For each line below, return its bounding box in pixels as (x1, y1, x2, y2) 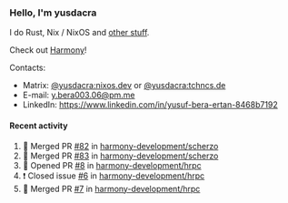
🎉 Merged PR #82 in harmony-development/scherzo (22, 140, 219, 151)
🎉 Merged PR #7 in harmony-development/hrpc (22, 183, 201, 194)
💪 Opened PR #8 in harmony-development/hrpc (22, 159, 202, 170)
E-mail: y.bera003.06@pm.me (22, 89, 135, 101)
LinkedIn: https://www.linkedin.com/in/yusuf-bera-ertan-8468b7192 (22, 99, 279, 110)
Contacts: (9, 62, 46, 74)
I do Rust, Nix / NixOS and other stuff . (9, 27, 150, 38)
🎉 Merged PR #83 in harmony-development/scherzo (22, 150, 219, 161)
